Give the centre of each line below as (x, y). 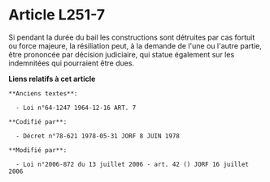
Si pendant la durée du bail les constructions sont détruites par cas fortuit (132, 37)
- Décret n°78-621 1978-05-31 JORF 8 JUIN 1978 (98, 136)
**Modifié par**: (38, 150)
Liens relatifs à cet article (52, 78)
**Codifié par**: (38, 122)
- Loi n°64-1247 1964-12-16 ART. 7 (76, 108)
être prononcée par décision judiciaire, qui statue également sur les (122, 54)
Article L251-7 (57, 15)
